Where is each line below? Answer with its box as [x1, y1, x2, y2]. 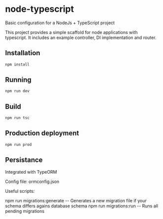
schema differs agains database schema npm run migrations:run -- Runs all [5, 203, 159, 209]
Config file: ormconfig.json [5, 179, 60, 184]
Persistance [5, 156, 43, 164]
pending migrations [5, 208, 45, 214]
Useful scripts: [5, 188, 35, 194]
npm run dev [5, 89, 30, 94]
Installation [5, 49, 40, 57]
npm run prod [5, 142, 32, 147]
